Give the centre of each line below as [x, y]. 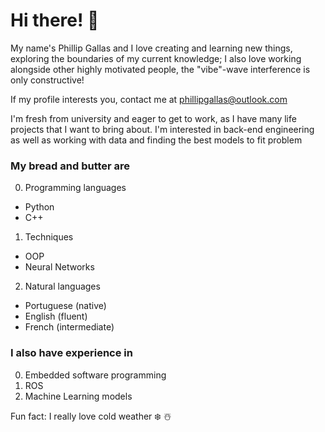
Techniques [49, 237]
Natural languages [62, 286]
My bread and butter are [70, 166]
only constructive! [47, 80]
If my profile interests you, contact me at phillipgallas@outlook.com [149, 99]
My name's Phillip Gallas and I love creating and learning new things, [151, 48]
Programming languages [75, 188]
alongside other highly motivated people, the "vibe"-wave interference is [160, 69]
